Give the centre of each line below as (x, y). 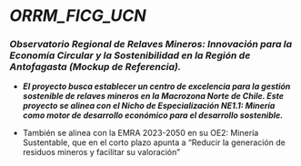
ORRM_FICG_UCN (78, 16)
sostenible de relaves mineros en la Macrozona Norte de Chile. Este (153, 96)
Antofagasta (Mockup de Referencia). (95, 67)
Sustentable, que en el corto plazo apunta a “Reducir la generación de (154, 142)
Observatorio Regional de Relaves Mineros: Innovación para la (151, 44)
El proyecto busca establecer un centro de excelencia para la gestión (156, 86)
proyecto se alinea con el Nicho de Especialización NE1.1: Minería (149, 106)
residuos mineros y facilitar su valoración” (101, 152)
